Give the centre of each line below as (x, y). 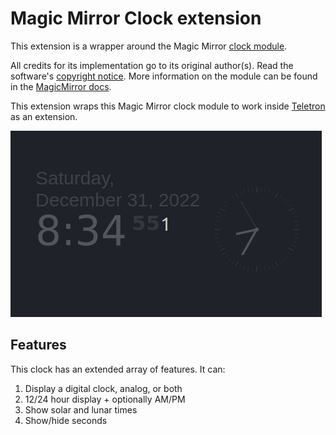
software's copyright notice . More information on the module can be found (164, 76)
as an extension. (44, 116)
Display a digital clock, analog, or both (103, 388)
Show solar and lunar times (81, 409)
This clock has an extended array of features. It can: (118, 369)
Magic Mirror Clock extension (136, 18)
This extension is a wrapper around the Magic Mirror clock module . (149, 46)
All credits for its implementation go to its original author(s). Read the (152, 65)
